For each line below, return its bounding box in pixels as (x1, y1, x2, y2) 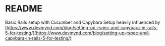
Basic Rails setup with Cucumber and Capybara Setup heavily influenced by (5, 19, 160, 25)
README (5, 3, 43, 14)
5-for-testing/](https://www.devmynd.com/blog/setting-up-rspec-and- (5, 30, 150, 36)
